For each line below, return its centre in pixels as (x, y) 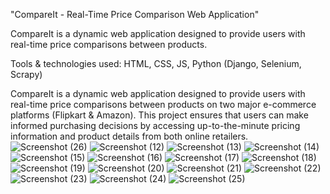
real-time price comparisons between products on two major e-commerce (163, 104)
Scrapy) (26, 74)
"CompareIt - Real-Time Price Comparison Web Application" (135, 14)
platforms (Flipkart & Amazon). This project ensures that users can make (159, 115)
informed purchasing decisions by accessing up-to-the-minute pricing (155, 125)
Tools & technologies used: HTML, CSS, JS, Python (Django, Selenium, (156, 63)
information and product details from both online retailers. (129, 136)
